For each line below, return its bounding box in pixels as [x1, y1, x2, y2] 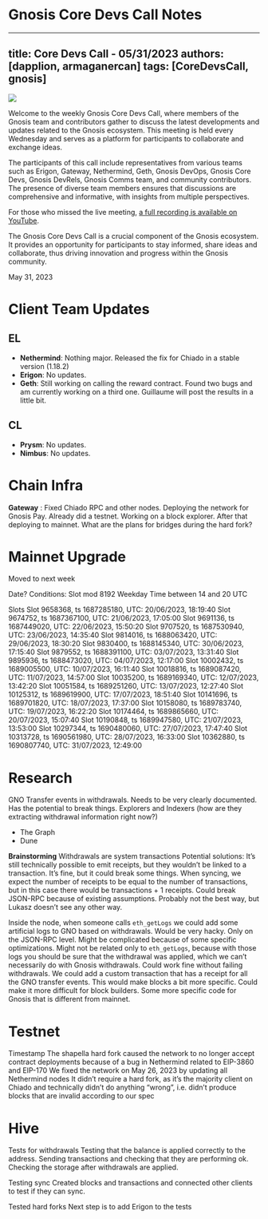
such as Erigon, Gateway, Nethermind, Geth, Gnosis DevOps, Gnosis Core [8, 166, 251, 176]
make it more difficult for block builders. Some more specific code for [8, 986, 237, 995]
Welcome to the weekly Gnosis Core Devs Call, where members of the [8, 108, 239, 117]
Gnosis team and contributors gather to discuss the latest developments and [8, 117, 260, 126]
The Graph [19, 828, 56, 837]
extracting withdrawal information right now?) [8, 812, 158, 822]
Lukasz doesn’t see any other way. [8, 903, 123, 912]
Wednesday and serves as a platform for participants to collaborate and [8, 133, 244, 143]
